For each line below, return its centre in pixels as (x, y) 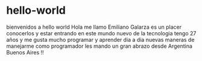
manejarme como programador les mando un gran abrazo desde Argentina (99, 46)
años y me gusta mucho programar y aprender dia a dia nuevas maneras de (100, 39)
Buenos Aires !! (25, 52)
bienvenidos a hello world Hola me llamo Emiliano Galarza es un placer (94, 27)
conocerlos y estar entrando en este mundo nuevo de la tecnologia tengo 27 (101, 33)
